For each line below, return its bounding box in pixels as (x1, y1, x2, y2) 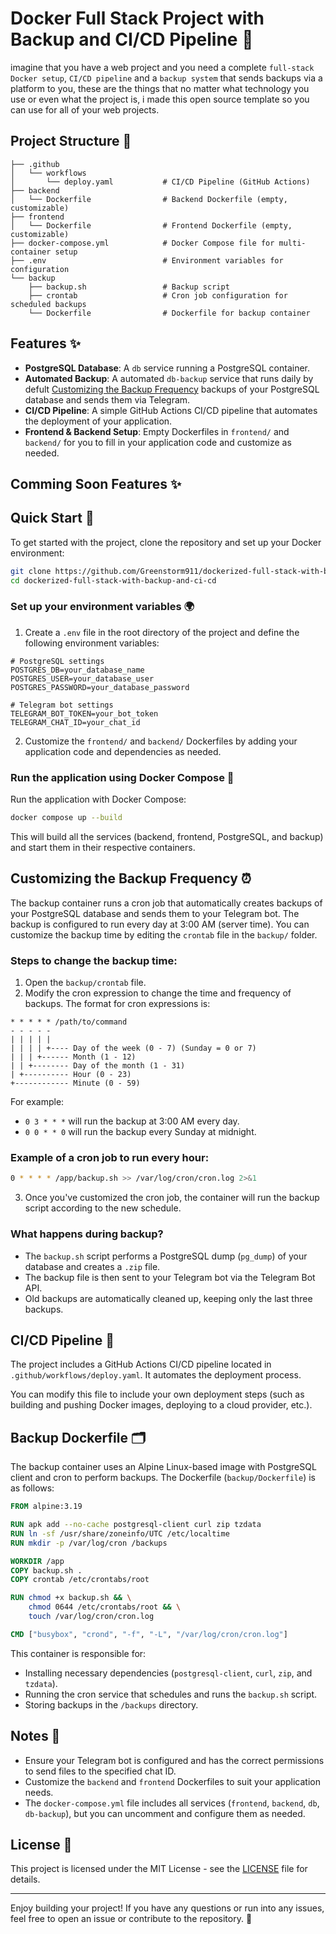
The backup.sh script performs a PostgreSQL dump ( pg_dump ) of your (24, 1250, 308, 1262)
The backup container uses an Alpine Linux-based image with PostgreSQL (10, 1461, 317, 1473)
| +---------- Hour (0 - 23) (10, 1070, 132, 1080)
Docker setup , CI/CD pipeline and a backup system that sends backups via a (10, 72, 323, 84)
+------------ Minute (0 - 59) (10, 1078, 141, 1089)
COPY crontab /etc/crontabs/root (10, 1575, 150, 1585)
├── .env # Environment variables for (10, 255, 284, 266)
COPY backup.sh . (10, 1565, 83, 1576)
